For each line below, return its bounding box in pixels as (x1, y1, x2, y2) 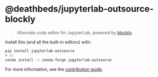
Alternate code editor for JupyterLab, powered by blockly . (16, 30, 133, 35)
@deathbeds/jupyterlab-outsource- (5, 3, 154, 15)
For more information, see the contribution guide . (5, 66, 103, 72)
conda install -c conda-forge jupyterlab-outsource (5, 57, 111, 62)
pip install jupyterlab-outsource (5, 48, 75, 53)
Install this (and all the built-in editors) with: (5, 39, 92, 45)
